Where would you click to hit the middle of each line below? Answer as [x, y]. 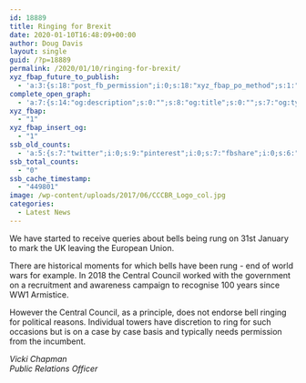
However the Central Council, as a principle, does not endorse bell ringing [148, 312]
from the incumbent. [48, 341]
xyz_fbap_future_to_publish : [65, 77]
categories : [32, 204]
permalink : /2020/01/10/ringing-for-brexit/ [95, 69]
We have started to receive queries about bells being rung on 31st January [149, 238]
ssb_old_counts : [40, 145]
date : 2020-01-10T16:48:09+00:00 [73, 35]
